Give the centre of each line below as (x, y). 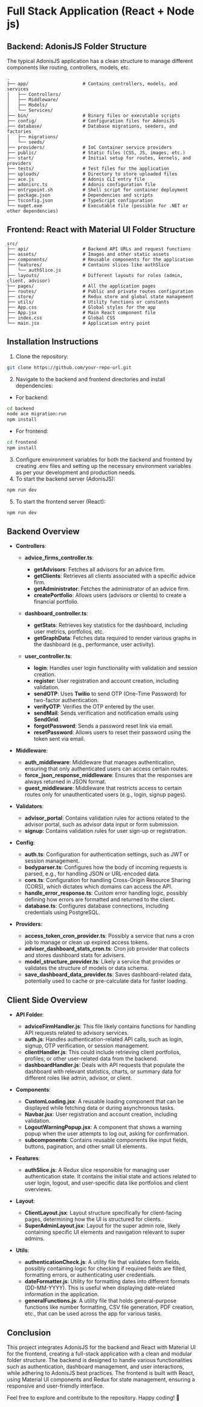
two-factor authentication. (66, 700)
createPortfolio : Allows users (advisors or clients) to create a (110, 595)
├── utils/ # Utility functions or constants (88, 302)
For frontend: (32, 431)
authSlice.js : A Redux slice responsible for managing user (97, 1170)
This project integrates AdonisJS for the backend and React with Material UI (101, 1348)
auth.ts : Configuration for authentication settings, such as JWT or (107, 854)
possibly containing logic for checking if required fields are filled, (105, 1269)
